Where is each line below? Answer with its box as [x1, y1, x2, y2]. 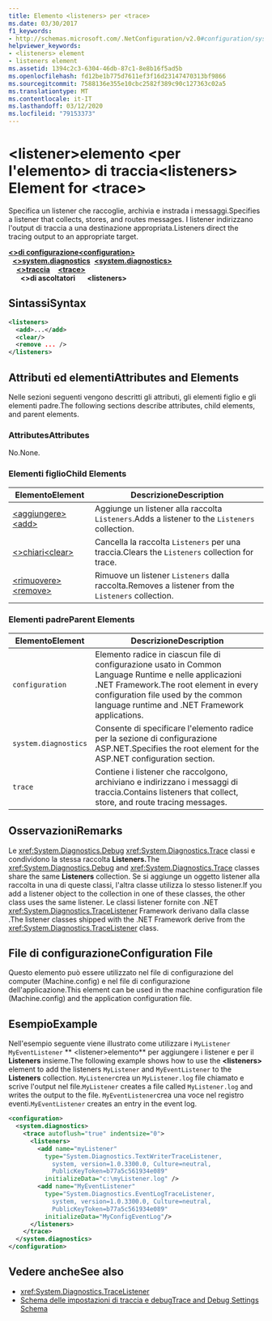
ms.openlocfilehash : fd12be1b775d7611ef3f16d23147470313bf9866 [8, 72, 227, 80]
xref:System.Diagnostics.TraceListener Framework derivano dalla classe [8, 906, 249, 915]
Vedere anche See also [8, 1265, 124, 1279]
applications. [95, 710, 144, 721]
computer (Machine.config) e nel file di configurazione [8, 977, 190, 986]
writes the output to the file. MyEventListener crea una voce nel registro [8, 1090, 244, 1100]
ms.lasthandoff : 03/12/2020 [8, 102, 104, 110]
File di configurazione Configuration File [8, 947, 213, 961]
